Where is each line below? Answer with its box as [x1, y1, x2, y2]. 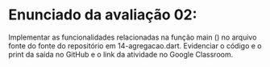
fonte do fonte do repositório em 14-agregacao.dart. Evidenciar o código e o [8, 40, 262, 50]
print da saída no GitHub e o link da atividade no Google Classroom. [8, 49, 234, 59]
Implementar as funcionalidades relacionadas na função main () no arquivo [8, 32, 257, 42]
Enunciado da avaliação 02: [8, 6, 197, 24]
